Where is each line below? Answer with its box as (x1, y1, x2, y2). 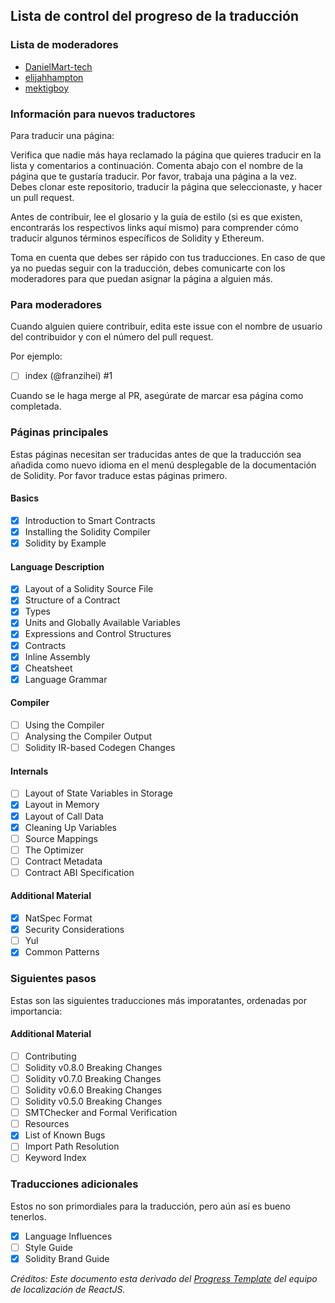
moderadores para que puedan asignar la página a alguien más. (10, 272, 273, 284)
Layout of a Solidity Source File (24, 583, 154, 595)
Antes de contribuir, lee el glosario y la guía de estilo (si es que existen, (10, 210, 303, 223)
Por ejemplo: (10, 350, 63, 363)
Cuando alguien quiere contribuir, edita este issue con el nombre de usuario (10, 320, 323, 333)
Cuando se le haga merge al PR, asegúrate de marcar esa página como (10, 390, 304, 402)
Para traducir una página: (10, 129, 115, 141)
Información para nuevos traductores (10, 107, 196, 121)
